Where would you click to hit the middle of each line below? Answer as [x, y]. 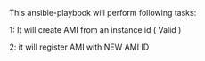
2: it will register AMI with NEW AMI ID [79, 47]
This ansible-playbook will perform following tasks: [103, 13]
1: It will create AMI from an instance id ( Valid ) [95, 30]
